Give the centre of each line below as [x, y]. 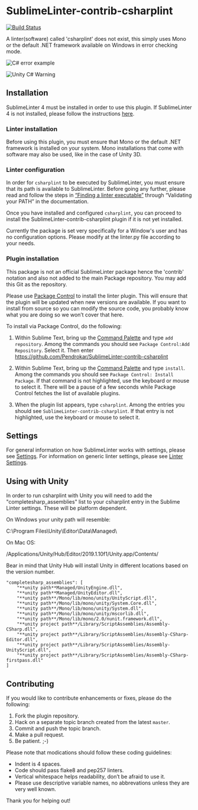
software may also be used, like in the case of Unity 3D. [74, 155]
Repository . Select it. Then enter [54, 350]
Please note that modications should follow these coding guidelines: [89, 753]
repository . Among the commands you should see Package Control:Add [102, 344]
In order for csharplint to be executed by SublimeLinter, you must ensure [95, 183]
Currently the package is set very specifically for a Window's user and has [97, 231]
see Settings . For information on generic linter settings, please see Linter [95, 456]
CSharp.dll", [22, 629]
